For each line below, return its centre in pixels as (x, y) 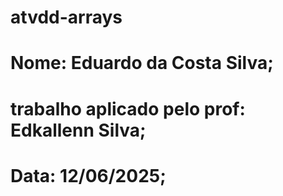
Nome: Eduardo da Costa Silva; (142, 63)
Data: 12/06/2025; (88, 175)
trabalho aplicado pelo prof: (128, 108)
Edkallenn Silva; (78, 130)
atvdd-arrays (66, 17)
